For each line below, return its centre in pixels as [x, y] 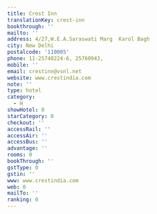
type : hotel [24, 90]
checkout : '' [26, 123]
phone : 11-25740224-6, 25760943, [55, 59]
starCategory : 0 [30, 116]
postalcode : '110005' [38, 52]
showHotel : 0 [26, 110]
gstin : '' [21, 174]
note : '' [20, 84]
